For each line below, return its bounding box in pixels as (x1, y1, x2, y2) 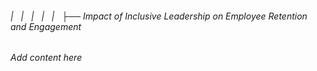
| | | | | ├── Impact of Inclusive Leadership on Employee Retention (10, 10, 308, 22)
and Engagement (10, 20, 82, 32)
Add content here (10, 52, 83, 64)
